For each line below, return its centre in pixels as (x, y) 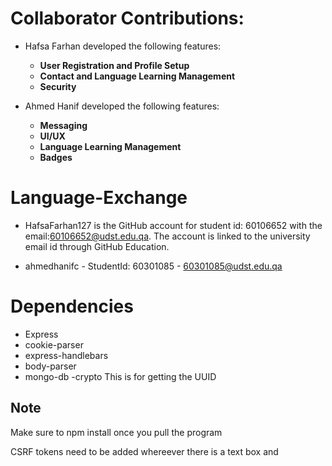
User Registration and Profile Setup (114, 65)
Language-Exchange (99, 198)
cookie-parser (54, 344)
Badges (56, 157)
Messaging (63, 125)
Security (58, 86)
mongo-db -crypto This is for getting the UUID (120, 376)
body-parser (50, 366)
